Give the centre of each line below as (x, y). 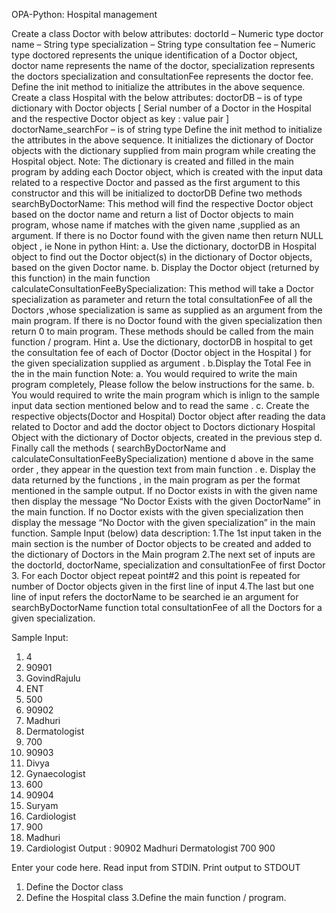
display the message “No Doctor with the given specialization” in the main (163, 522)
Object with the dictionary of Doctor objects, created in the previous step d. (167, 437)
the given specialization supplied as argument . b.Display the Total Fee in (161, 363)
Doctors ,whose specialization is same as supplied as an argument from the (167, 310)
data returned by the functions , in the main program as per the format (156, 480)
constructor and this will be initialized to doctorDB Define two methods (157, 193)
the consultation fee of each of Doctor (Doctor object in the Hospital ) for (161, 352)
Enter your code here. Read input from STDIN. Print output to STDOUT (156, 867)
